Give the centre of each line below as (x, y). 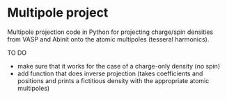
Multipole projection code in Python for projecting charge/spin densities (110, 32)
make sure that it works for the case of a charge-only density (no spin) (119, 66)
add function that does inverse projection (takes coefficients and (110, 73)
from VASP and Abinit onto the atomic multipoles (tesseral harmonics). (108, 39)
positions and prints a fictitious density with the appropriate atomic (113, 80)
